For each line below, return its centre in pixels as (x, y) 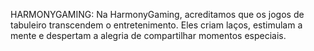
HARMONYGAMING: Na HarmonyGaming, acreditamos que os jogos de (157, 14)
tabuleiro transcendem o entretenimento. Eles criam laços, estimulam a (156, 25)
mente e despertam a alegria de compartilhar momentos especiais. (148, 35)
